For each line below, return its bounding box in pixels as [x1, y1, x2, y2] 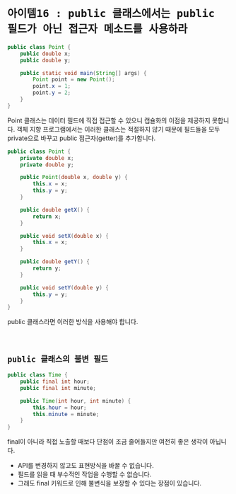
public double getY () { [20, 258, 90, 265]
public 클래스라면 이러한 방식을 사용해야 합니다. [7, 318, 138, 326]
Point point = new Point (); [33, 76, 115, 84]
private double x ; [20, 154, 74, 161]
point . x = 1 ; [33, 83, 71, 90]
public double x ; [20, 50, 71, 57]
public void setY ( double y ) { [20, 284, 110, 291]
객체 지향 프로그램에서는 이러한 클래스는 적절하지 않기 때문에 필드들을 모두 [16, 125, 220, 133]
